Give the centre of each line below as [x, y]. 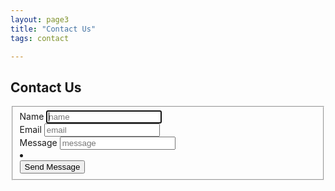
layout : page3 [40, 19]
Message [38, 143]
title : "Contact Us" [53, 29]
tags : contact [40, 38]
